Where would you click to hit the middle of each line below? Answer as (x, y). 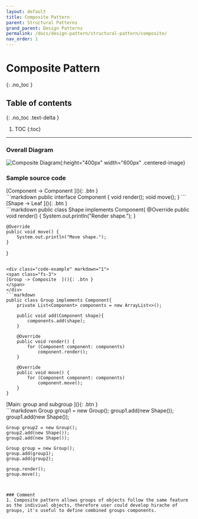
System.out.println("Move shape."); (62, 237)
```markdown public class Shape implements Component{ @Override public (98, 210)
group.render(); (26, 469)
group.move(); (24, 474)
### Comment (21, 495)
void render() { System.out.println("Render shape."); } (71, 216)
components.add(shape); (56, 321)
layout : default (26, 12)
